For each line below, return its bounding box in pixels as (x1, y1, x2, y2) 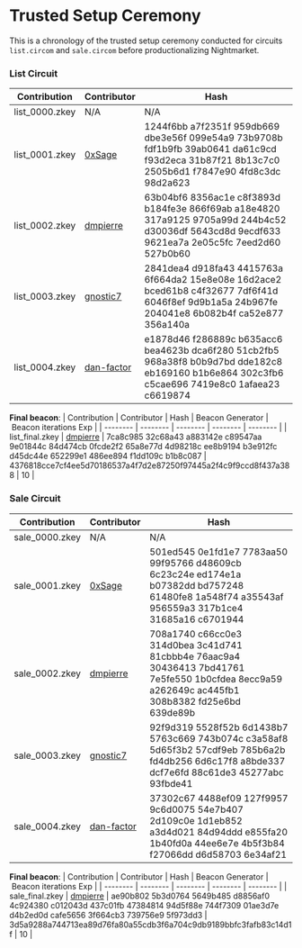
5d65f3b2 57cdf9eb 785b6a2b (149, 744, 286, 756)
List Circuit (9, 67, 58, 79)
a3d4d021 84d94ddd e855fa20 (149, 826, 289, 838)
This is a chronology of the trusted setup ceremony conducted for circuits (9, 35, 283, 46)
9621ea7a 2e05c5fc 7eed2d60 (144, 236, 281, 248)
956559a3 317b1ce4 (149, 601, 244, 614)
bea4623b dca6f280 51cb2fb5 (144, 344, 280, 357)
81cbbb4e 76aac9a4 (149, 650, 241, 663)
